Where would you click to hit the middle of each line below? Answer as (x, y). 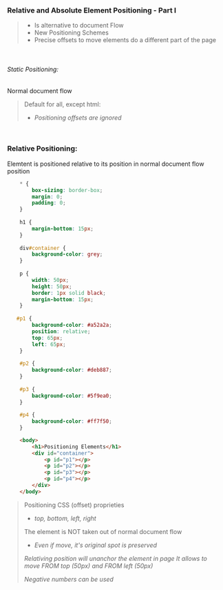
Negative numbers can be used (68, 579)
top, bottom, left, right (65, 518)
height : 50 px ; (52, 286)
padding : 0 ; (49, 203)
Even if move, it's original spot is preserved (95, 545)
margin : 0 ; (47, 197)
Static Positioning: (33, 69)
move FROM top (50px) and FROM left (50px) (88, 566)
